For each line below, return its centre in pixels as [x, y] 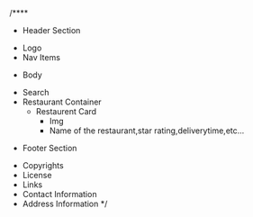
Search [36, 92]
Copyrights [43, 165]
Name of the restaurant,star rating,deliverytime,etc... [147, 131]
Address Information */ [65, 203]
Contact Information [59, 194]
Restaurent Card [66, 111]
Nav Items [41, 57]
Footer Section [50, 148]
